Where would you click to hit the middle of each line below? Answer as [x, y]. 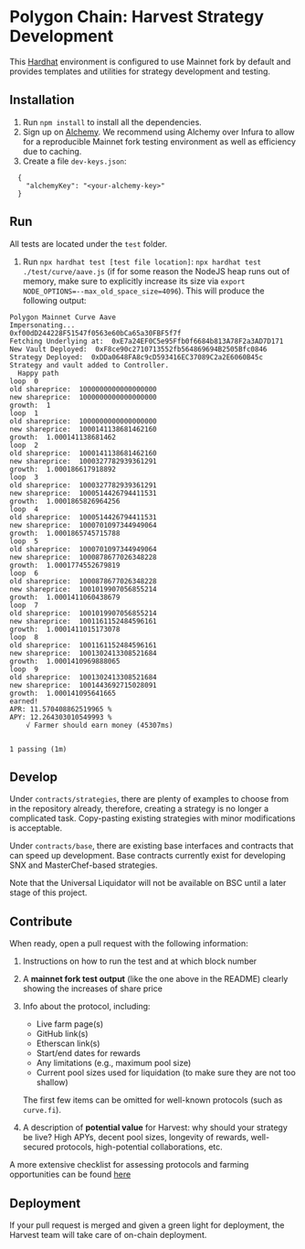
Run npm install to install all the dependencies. [112, 122]
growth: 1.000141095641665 [63, 693]
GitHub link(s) [62, 1034]
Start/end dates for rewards [89, 1053]
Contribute [41, 921]
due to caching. [52, 151]
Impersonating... [42, 325]
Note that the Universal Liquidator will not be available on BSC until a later [148, 883]
